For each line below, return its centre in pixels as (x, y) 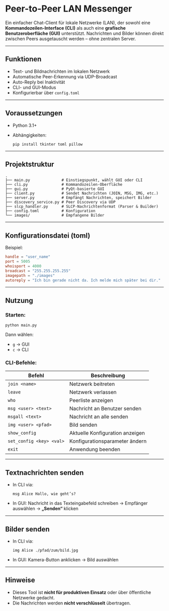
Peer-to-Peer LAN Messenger (69, 9)
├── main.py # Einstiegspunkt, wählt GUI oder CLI (74, 180)
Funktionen (23, 59)
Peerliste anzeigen (91, 400)
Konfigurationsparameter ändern (108, 441)
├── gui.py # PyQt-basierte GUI (55, 189)
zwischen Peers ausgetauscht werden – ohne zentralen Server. (71, 39)
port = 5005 (18, 262)
